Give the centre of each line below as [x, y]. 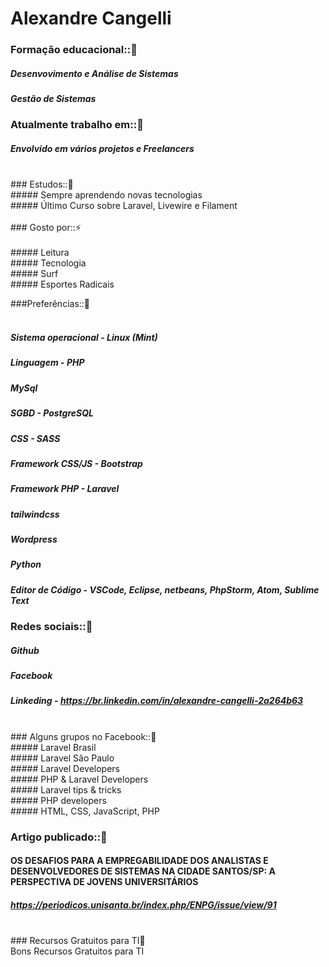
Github [25, 650]
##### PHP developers [58, 800]
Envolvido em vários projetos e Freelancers [102, 149]
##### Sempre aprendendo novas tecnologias [106, 195]
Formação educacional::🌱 [74, 50]
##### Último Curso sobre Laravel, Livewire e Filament [124, 206]
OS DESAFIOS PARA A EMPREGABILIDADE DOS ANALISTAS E [139, 861]
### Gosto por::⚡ [46, 228]
